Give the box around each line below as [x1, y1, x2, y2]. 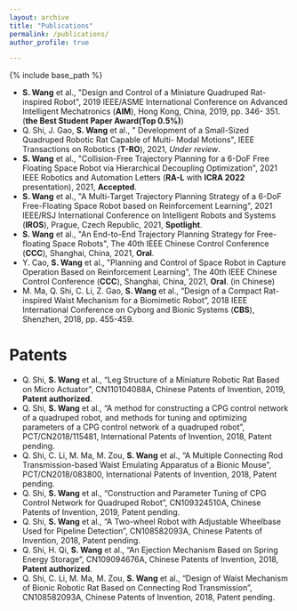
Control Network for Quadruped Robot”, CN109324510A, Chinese [21, 497, 261, 508]
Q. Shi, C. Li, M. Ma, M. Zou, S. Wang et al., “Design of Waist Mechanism [21, 573, 289, 583]
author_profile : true [9, 37, 90, 47]
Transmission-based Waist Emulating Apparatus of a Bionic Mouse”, [21, 460, 271, 470]
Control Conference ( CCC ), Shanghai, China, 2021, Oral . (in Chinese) [21, 277, 276, 287]
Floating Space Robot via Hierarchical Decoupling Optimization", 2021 [21, 163, 278, 173]
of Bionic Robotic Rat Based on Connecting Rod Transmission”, [21, 583, 253, 593]
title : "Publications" [9, 21, 93, 30]
